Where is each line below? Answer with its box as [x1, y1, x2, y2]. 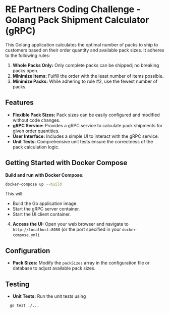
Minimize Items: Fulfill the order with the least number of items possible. [12, 73, 164, 79]
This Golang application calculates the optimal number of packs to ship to [5, 41, 158, 47]
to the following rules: [5, 52, 50, 59]
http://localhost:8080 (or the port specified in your [12, 226, 121, 233]
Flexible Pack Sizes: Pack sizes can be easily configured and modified [12, 112, 160, 118]
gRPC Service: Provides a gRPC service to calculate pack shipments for [12, 122, 163, 128]
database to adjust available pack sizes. [12, 265, 96, 271]
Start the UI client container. [12, 211, 71, 218]
